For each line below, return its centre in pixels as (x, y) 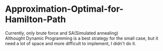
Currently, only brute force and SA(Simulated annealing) (62, 33)
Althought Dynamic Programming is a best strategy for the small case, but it (82, 38)
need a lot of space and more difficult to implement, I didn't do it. (71, 43)
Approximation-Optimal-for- (64, 9)
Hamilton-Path (36, 19)
